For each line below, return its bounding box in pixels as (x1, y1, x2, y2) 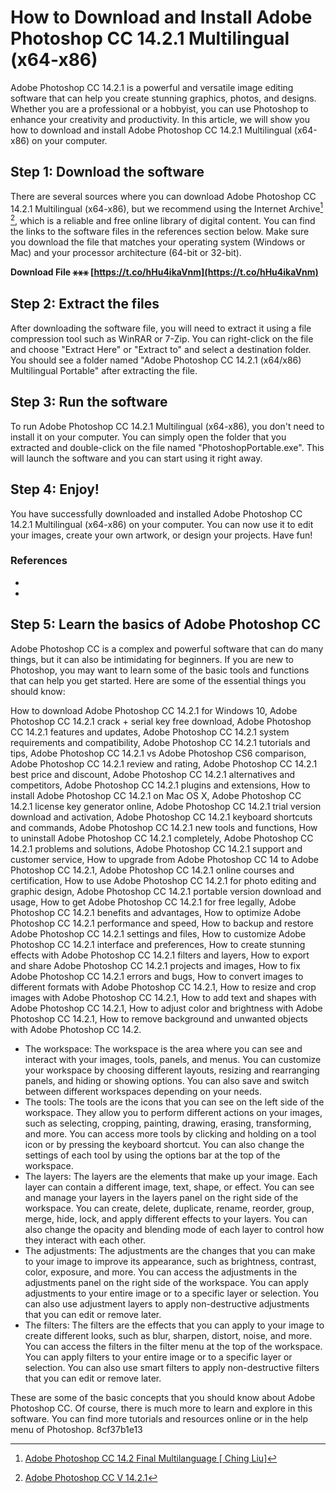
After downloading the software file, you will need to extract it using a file (10, 322, 312, 334)
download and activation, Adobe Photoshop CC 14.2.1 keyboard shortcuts (10, 811, 313, 823)
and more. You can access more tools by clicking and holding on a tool (24, 1127, 317, 1140)
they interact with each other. (24, 1234, 147, 1246)
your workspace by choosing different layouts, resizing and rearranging (24, 1064, 320, 1076)
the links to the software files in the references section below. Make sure (10, 226, 310, 238)
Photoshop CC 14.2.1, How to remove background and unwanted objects (10, 1012, 308, 1025)
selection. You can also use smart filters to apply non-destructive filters (24, 1361, 320, 1373)
